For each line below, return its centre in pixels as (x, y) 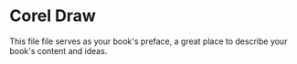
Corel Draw (53, 16)
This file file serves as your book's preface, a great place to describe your (148, 41)
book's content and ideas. (58, 50)
